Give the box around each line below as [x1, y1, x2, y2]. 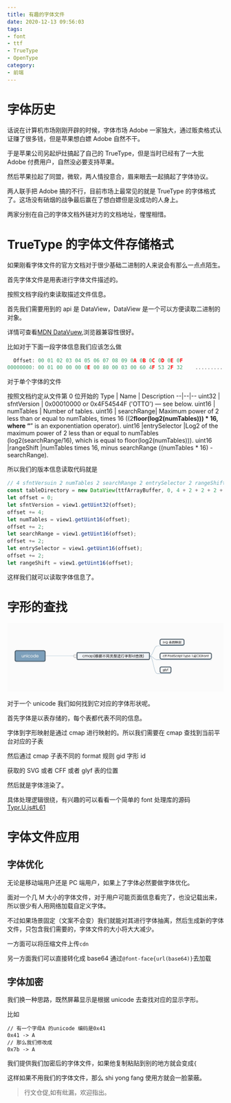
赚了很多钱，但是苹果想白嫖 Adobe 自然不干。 [12, 134, 144, 142]
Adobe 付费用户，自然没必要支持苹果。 [7, 157, 118, 166]
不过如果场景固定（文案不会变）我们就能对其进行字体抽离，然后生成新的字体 [7, 916, 224, 924]
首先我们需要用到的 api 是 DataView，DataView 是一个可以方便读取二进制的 [7, 305, 221, 313]
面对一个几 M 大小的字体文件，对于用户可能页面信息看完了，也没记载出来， [7, 893, 221, 901]
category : [7, 62, 36, 69]
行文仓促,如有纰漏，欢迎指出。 [23, 1089, 111, 1097]
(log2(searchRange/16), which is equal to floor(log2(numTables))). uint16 [7, 437, 212, 445]
